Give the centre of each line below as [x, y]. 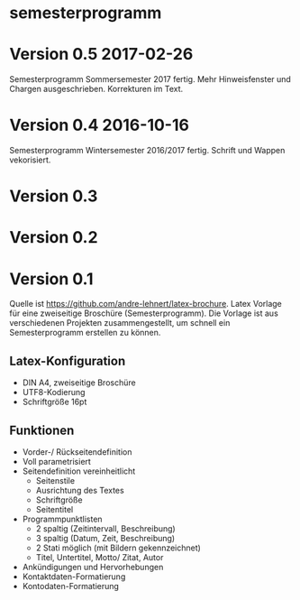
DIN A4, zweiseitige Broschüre [79, 383]
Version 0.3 [54, 196]
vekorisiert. [30, 160]
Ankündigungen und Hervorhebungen [93, 567]
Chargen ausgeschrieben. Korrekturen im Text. [96, 89]
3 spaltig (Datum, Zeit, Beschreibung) [105, 538]
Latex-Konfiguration [68, 360]
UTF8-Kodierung [54, 392]
